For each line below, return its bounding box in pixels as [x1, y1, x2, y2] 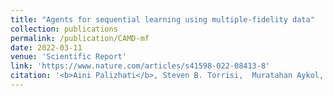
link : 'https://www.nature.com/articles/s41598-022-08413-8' [10, 61, 271, 71]
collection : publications [10, 24, 118, 34]
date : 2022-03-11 [10, 42, 83, 53]
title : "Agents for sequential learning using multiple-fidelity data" [10, 14, 315, 25]
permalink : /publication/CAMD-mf [10, 33, 150, 43]
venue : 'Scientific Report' [10, 52, 128, 62]
